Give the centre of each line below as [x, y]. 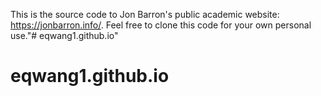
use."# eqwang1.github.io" [64, 35]
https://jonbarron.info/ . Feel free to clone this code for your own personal [161, 25]
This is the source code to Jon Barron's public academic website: [145, 14]
